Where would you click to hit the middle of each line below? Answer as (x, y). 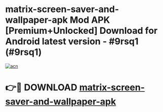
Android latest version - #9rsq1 (72, 42)
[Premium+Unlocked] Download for (81, 31)
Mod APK (90, 20)
